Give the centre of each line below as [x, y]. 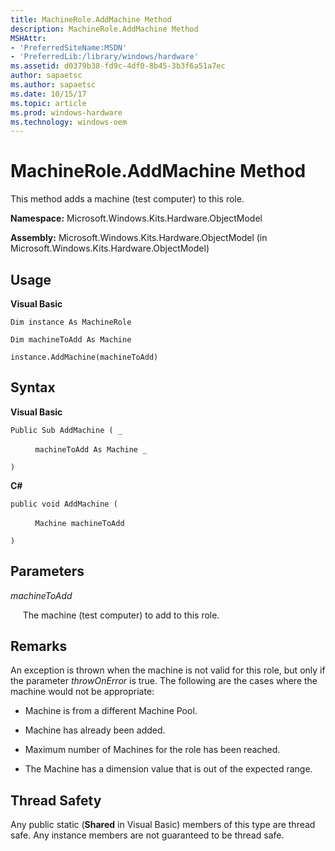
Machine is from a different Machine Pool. [111, 711]
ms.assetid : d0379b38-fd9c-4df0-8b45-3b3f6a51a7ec [118, 66]
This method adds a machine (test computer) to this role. [127, 199]
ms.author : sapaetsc [53, 85]
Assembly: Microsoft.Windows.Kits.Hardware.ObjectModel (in [139, 238]
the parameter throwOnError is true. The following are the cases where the [164, 681]
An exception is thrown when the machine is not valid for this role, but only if [168, 670]
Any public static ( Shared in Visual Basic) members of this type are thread [163, 825]
